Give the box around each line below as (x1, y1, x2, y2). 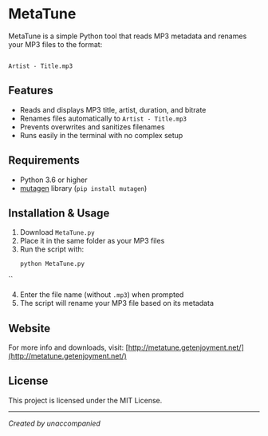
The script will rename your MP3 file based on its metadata (19, 299, 214, 308)
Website (8, 321, 50, 335)
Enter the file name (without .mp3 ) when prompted (19, 290, 184, 299)
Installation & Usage (8, 206, 110, 220)
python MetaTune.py (19, 260, 85, 268)
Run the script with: (19, 244, 85, 254)
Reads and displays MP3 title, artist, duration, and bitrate (19, 105, 207, 114)
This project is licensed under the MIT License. (8, 395, 163, 405)
